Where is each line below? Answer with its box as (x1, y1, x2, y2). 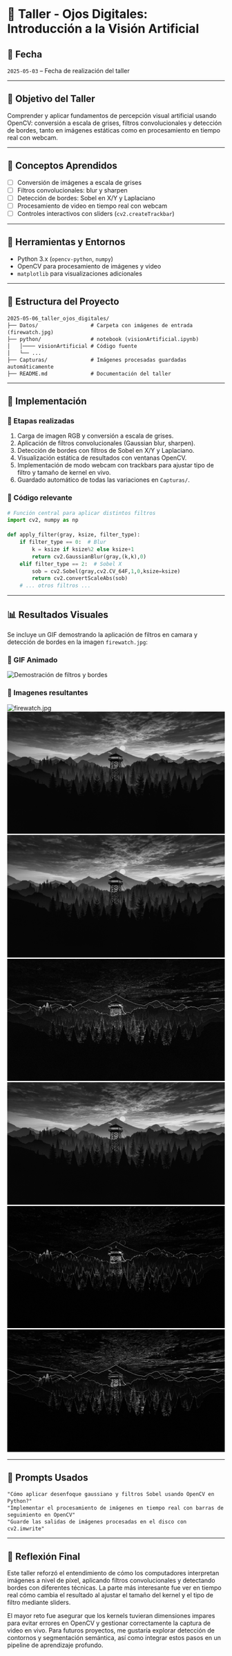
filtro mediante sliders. (7, 1598, 71, 1607)
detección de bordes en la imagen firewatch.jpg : (7, 638, 148, 646)
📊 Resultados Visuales (7, 609, 109, 621)
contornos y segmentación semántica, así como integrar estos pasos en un (7, 1634, 222, 1642)
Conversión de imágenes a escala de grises (17, 178, 142, 186)
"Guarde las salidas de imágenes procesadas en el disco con (7, 1519, 187, 1526)
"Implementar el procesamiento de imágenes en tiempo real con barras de (7, 1505, 224, 1512)
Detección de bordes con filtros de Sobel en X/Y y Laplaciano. (17, 447, 195, 455)
